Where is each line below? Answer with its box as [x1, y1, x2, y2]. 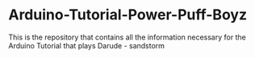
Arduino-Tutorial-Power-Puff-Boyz [8, 6, 248, 24]
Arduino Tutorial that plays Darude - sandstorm [8, 40, 165, 50]
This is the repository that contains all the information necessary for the [8, 32, 246, 42]
